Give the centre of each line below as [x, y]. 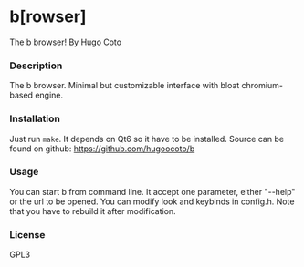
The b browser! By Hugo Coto [65, 42]
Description [36, 66]
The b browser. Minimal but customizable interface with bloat [125, 86]
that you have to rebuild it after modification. [93, 211]
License [27, 234]
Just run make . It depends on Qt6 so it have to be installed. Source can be [147, 139]
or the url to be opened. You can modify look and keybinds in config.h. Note [152, 201]
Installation [35, 118]
